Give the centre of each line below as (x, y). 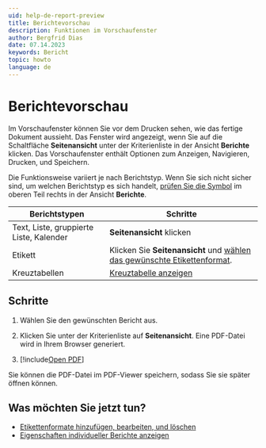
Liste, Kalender (40, 237)
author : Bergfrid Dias (46, 38)
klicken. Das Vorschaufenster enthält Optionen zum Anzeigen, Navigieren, (129, 153)
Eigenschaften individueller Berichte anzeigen (94, 435)
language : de (30, 67)
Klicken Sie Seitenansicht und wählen (180, 250)
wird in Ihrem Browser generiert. (72, 344)
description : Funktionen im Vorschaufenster (83, 30)
